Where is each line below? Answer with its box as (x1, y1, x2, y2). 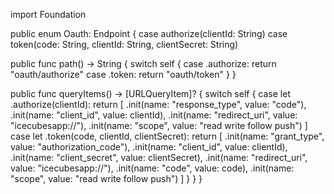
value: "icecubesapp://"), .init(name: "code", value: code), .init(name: (10, 162, 295, 174)
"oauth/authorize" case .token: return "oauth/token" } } (10, 69, 237, 80)
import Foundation (10, 9, 87, 20)
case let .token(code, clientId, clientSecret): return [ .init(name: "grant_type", (10, 130, 325, 142)
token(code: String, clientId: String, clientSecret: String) (10, 39, 239, 50)
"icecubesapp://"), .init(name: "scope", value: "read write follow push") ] (10, 120, 308, 131)
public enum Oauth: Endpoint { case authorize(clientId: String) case (10, 28, 288, 39)
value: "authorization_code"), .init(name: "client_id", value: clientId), (10, 141, 288, 153)
